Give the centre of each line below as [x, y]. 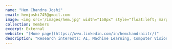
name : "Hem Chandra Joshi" [34, 10]
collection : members [27, 24]
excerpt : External [25, 29]
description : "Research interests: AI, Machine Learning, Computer [79, 39]
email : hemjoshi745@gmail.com [38, 15]
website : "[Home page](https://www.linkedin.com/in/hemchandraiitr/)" [82, 34]
